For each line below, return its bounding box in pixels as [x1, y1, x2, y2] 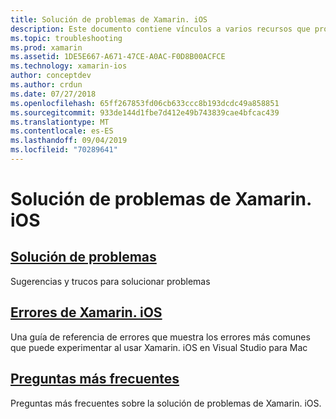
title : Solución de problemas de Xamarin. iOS [10, 14, 208, 25]
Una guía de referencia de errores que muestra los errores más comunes [10, 331, 311, 343]
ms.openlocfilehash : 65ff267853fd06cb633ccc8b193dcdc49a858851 [10, 98, 280, 108]
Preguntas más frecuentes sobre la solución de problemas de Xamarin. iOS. [10, 397, 322, 409]
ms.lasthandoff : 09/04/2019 [10, 136, 128, 146]
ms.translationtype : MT [10, 117, 110, 127]
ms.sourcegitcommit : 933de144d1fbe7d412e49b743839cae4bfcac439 [10, 107, 280, 118]
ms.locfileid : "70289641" [10, 145, 118, 155]
